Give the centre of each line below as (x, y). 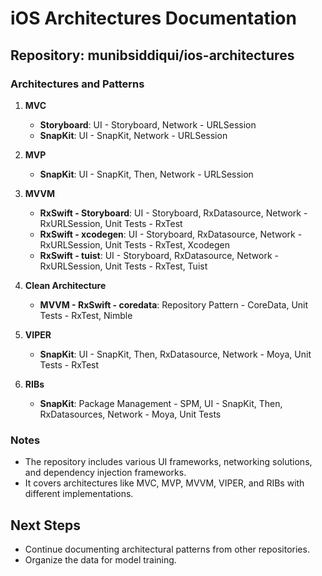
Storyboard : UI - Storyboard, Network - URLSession (148, 124)
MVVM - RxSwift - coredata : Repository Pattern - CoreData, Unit (174, 304)
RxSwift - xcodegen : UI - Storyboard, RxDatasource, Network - (171, 234)
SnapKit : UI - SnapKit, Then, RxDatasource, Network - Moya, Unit (175, 354)
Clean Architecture (65, 285)
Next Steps (45, 525)
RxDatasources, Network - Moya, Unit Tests (130, 414)
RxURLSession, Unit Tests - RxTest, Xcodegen (134, 244)
